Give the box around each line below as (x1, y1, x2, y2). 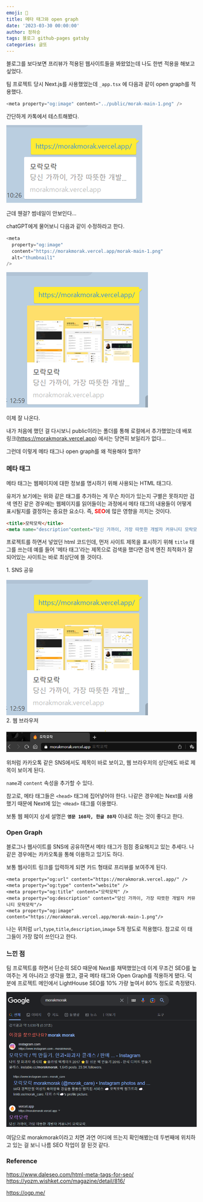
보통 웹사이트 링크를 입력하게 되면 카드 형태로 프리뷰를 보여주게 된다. (6, 863, 167, 870)
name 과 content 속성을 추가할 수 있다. (6, 779, 94, 787)
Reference (6, 1157, 37, 1166)
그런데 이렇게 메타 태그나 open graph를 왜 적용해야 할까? (6, 448, 141, 455)
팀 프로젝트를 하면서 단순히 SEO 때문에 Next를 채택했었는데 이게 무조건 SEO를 (6, 964, 191, 972)
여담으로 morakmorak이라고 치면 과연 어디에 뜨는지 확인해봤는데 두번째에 (6, 1134, 180, 1141)
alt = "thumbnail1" (11, 255, 56, 261)
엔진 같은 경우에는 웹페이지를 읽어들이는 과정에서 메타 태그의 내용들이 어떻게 (12, 500, 192, 507)
